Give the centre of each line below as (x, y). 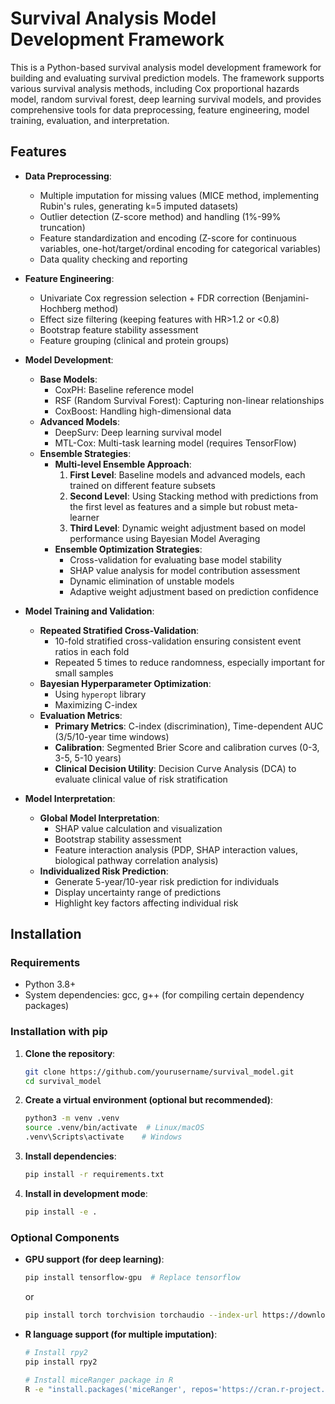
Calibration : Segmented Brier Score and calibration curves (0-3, (187, 747)
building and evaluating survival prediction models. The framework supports (167, 78)
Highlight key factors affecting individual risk (146, 903)
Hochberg (60, 308)
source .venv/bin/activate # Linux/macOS (114, 1128)
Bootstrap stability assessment (118, 839)
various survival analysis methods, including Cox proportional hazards (155, 88)
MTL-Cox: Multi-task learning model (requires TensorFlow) (175, 443)
